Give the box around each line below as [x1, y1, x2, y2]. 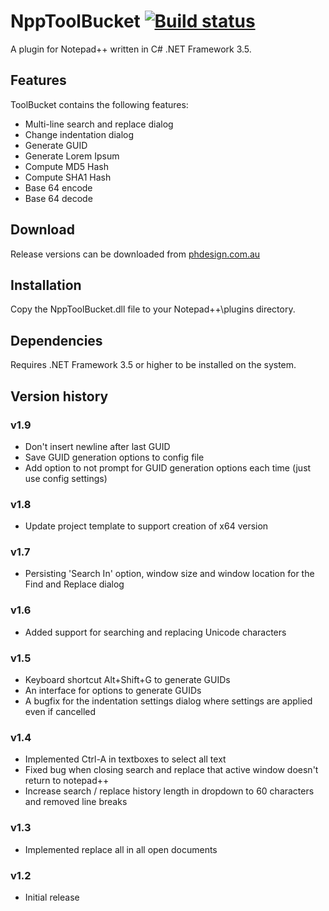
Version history [10, 388, 109, 405]
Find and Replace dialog [24, 578, 125, 590]
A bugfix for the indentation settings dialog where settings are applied [24, 695, 313, 707]
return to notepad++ [24, 775, 110, 787]
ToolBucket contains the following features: [10, 98, 189, 110]
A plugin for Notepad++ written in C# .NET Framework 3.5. [10, 43, 252, 55]
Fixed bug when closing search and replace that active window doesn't [24, 764, 319, 776]
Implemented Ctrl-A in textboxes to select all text [24, 753, 227, 765]
